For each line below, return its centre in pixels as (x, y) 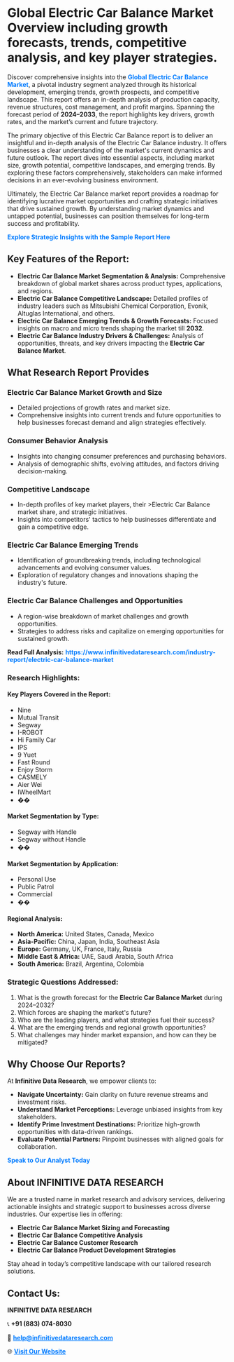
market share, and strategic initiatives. (72, 512)
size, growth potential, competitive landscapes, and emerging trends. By (111, 165)
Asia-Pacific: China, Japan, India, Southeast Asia (89, 942)
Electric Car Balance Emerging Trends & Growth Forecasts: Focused (118, 321)
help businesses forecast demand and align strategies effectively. (112, 423)
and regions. (35, 291)
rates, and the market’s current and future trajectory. (83, 121)
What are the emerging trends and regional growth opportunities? (111, 1027)
